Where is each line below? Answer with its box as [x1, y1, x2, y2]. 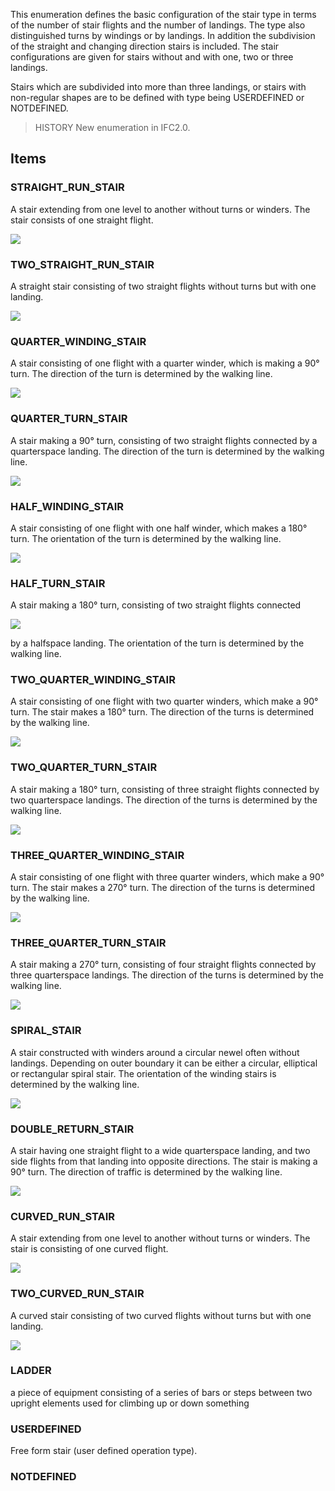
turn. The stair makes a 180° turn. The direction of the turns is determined [10, 706, 315, 718]
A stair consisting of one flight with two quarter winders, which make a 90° [10, 695, 319, 708]
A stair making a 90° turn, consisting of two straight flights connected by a [10, 434, 318, 446]
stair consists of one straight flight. [10, 214, 154, 226]
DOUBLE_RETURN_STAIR [10, 1122, 135, 1136]
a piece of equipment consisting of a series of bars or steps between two [10, 1386, 313, 1398]
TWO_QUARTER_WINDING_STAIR [10, 673, 176, 687]
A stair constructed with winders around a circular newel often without [10, 1046, 300, 1058]
